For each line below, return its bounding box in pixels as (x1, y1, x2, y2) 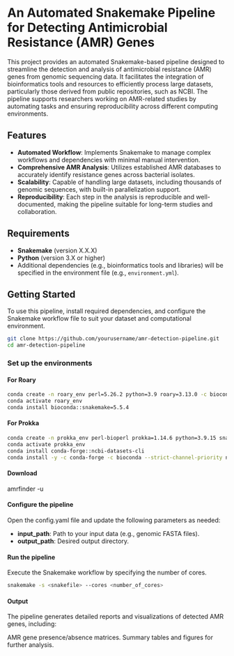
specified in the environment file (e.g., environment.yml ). (17, 268, 179, 277)
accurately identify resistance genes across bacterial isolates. (17, 170, 195, 178)
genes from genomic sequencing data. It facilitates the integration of (7, 72, 204, 81)
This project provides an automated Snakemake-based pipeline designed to (7, 57, 225, 66)
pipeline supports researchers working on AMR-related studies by (7, 94, 196, 102)
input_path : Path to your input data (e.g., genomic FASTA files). (17, 529, 200, 537)
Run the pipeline (7, 553, 56, 561)
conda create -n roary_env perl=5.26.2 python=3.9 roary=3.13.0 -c (7, 391, 208, 398)
